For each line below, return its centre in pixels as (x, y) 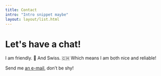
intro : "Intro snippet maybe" (37, 15)
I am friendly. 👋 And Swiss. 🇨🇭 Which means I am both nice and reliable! (81, 58)
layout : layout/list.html (32, 19)
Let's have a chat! (43, 44)
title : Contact (21, 10)
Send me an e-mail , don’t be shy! (39, 68)
